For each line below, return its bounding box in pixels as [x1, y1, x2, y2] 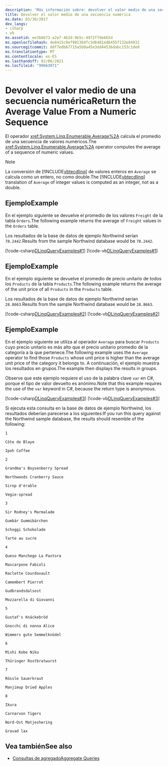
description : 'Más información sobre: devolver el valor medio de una [5, 7, 155, 13]
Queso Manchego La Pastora [5, 553, 61, 558]
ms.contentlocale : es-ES [5, 54, 57, 59]
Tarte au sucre [5, 536, 37, 541]
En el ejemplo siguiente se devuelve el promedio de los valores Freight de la [5, 212, 163, 218]
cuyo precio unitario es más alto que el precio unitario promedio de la [5, 344, 148, 350]
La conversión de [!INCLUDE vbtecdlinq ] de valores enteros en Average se [5, 169, 156, 175]
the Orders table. [5, 223, 39, 229]
